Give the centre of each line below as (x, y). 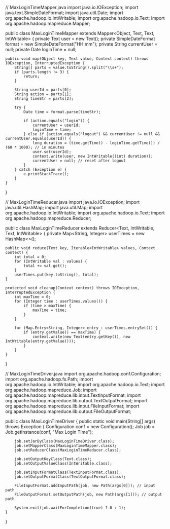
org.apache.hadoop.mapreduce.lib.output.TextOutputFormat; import (77, 401)
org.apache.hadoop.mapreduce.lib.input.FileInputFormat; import (72, 406)
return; (31, 77)
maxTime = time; (49, 310)
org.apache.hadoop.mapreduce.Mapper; (48, 23)
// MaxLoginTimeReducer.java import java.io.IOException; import (73, 202)
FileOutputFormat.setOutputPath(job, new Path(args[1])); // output (88, 495)
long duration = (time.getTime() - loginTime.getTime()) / (96, 143)
